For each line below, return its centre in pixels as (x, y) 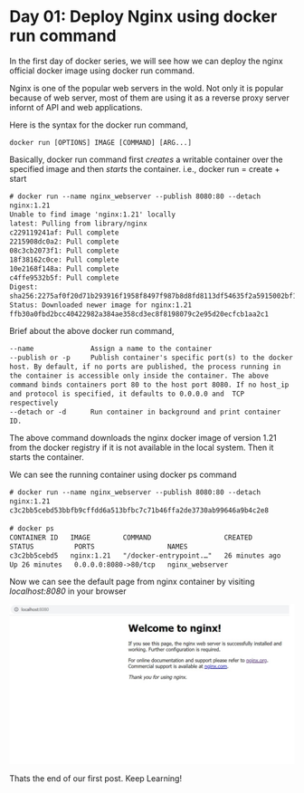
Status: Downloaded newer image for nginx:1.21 (101, 305)
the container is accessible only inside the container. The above (139, 376)
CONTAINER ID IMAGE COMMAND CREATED (131, 537)
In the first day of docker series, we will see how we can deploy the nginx (146, 61)
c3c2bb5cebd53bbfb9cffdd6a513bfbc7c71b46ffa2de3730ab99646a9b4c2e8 (139, 510)
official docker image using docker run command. (102, 71)
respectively (34, 403)
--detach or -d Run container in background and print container (145, 412)
